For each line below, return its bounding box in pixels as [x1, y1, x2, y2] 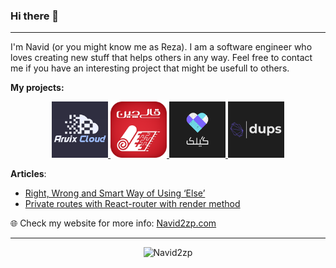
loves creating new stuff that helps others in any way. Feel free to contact [10, 52, 313, 64]
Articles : [10, 168, 47, 180]
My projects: [10, 82, 65, 94]
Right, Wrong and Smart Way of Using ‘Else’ [24, 187, 206, 199]
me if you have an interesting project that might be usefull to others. [10, 62, 290, 74]
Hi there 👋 [10, 9, 60, 23]
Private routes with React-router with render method [24, 198, 241, 210]
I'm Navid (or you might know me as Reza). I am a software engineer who [10, 41, 313, 53]
